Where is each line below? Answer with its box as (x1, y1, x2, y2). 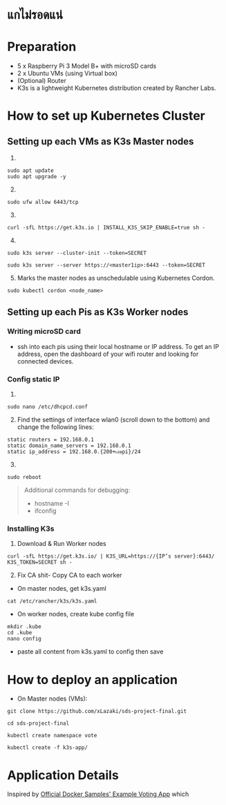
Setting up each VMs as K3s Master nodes (7, 135, 194, 147)
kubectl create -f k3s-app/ (7, 744, 88, 751)
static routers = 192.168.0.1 (7, 436, 95, 444)
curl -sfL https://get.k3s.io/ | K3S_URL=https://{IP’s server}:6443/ (7, 553, 215, 560)
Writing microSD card (7, 327, 81, 337)
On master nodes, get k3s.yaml (17, 585, 107, 593)
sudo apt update (7, 167, 54, 174)
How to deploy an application (7, 672, 178, 688)
